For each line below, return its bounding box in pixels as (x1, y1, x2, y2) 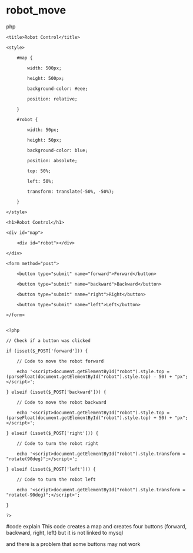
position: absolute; (27, 157, 78, 163)
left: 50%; (27, 178, 54, 184)
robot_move (6, 4, 66, 17)
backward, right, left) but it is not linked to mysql (6, 529, 124, 536)
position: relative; (27, 96, 78, 102)
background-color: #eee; (27, 86, 88, 92)
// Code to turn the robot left (16, 477, 96, 482)
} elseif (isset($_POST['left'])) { (6, 466, 96, 472)
